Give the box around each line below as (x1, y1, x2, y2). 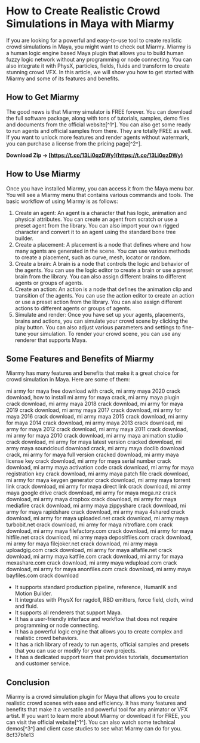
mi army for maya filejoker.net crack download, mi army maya (6, 540, 158, 547)
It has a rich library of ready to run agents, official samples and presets (14, 641, 189, 648)
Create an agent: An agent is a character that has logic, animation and (14, 209, 187, 216)
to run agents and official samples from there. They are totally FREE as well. (6, 127, 192, 134)
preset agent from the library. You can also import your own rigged (14, 222, 179, 229)
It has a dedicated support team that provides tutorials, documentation (14, 654, 189, 661)
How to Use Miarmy (6, 169, 81, 179)
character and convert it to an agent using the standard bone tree (14, 228, 176, 235)
